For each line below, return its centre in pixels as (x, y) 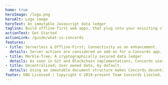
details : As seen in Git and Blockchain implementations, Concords (81, 61)
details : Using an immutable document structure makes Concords (78, 70)
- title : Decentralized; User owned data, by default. (63, 65)
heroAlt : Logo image (27, 19)
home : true (16, 10)
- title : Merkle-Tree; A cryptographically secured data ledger (73, 56)
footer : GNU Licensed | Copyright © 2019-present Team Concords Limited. (84, 75)
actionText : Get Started (31, 33)
